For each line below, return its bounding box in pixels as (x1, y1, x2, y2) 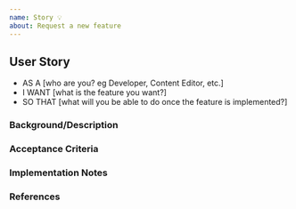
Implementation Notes (9, 166, 109, 179)
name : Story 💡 (9, 12, 62, 22)
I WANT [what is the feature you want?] (21, 87, 168, 98)
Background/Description (9, 119, 119, 132)
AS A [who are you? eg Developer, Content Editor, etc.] (21, 77, 225, 89)
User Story (9, 54, 70, 69)
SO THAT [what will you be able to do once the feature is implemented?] (21, 97, 288, 108)
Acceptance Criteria (9, 143, 99, 156)
